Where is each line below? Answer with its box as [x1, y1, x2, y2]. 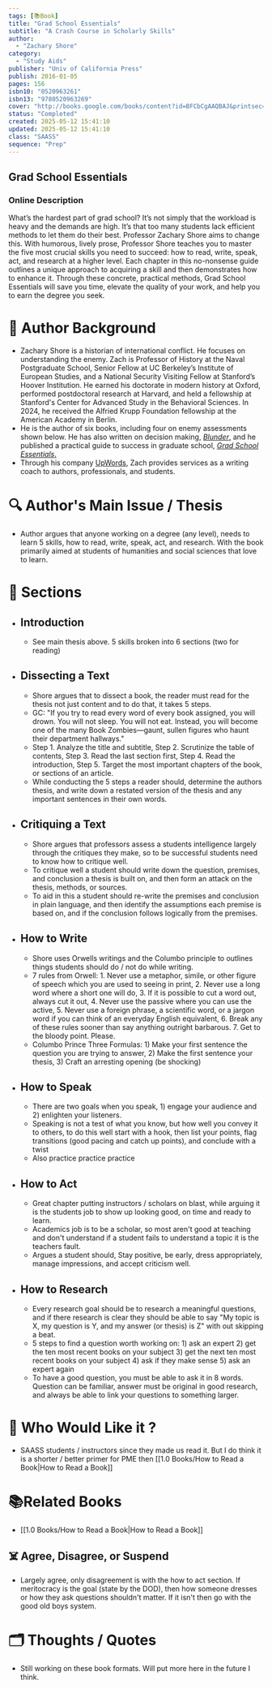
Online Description [8, 194, 83, 205]
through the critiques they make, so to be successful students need [32, 847, 257, 857]
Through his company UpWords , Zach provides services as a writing [19, 458, 249, 467]
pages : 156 [8, 80, 45, 88]
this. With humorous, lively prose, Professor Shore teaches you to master [8, 239, 253, 248]
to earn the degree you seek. [8, 291, 105, 300]
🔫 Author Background [8, 319, 156, 338]
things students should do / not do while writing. [32, 962, 193, 971]
